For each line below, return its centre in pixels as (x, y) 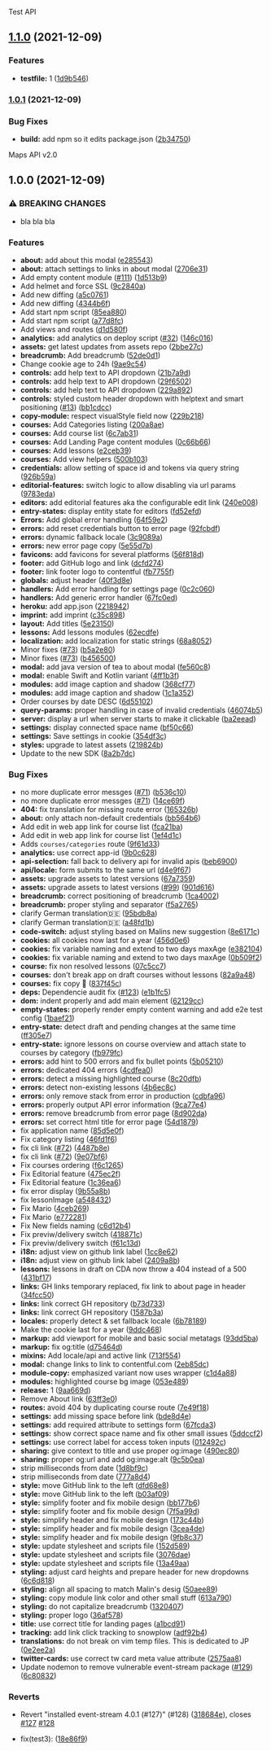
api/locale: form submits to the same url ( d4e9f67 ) (105, 870)
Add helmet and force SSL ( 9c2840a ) (83, 286)
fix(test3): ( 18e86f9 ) (54, 1739)
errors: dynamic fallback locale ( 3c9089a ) (91, 537)
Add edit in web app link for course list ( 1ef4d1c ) (101, 836)
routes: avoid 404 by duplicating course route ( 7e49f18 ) (115, 1407)
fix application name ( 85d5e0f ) (72, 1130)
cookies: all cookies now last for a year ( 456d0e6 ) (105, 941)
